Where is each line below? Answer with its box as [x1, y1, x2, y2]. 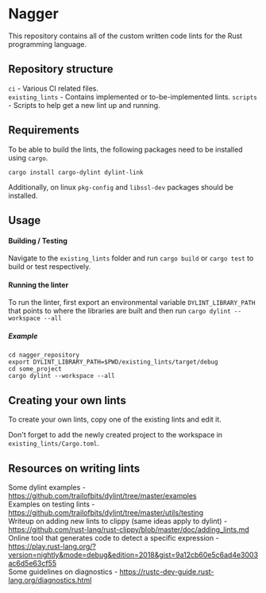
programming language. [8, 39, 87, 48]
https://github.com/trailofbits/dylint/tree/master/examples [8, 491, 197, 500]
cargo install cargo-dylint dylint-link [8, 168, 145, 176]
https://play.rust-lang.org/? [8, 541, 97, 551]
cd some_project [8, 365, 62, 373]
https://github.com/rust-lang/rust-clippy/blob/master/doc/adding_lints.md [8, 525, 250, 534]
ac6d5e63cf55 [8, 558, 57, 568]
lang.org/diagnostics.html [8, 575, 92, 584]
